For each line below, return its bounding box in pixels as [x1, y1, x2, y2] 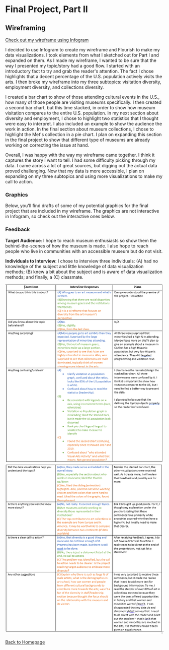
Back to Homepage [5, 639, 45, 645]
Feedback [5, 226, 30, 233]
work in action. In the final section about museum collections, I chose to [5, 126, 154, 132]
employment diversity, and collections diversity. [5, 84, 104, 90]
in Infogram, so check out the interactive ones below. [5, 213, 115, 220]
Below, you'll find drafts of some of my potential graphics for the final [5, 203, 148, 209]
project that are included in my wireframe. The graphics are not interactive [5, 208, 159, 214]
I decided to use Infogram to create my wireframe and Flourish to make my [5, 47, 160, 52]
